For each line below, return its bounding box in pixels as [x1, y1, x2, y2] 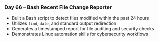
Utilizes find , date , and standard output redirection [11, 20, 117, 26]
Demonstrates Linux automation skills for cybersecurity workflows [11, 31, 148, 37]
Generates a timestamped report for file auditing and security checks [11, 26, 154, 32]
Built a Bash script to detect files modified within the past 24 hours [11, 15, 149, 21]
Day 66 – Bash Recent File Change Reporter [4, 4, 112, 11]
